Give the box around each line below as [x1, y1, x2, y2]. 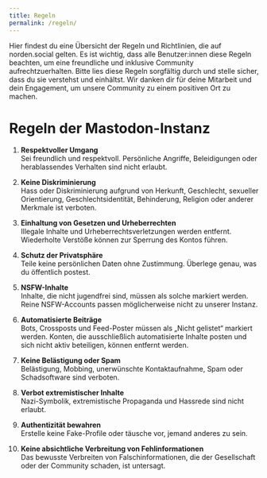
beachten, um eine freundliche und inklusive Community [9, 57, 194, 67]
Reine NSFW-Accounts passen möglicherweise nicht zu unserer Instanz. [20, 299, 258, 310]
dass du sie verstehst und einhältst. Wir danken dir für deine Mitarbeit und [9, 75, 253, 84]
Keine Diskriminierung [20, 178, 96, 187]
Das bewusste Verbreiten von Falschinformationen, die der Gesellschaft [20, 453, 256, 462]
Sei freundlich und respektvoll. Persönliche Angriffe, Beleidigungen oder [20, 154, 257, 164]
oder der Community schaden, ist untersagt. [20, 461, 166, 471]
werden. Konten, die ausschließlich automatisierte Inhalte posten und [20, 332, 247, 341]
